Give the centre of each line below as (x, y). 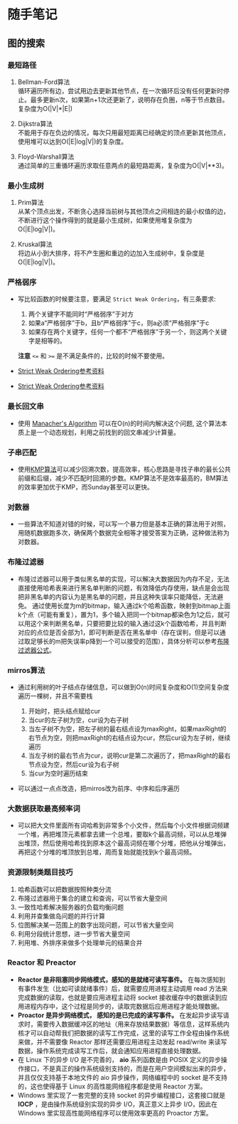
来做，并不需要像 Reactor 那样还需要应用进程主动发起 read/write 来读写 (122, 1041)
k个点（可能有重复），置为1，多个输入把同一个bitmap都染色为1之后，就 (121, 614)
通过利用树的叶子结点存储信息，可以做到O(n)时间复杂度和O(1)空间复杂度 (123, 686)
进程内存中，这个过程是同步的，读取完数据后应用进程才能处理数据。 (124, 1006)
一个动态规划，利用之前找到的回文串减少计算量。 (108, 432)
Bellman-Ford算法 (44, 82)
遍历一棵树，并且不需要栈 (55, 696)
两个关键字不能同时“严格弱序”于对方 (81, 314)
